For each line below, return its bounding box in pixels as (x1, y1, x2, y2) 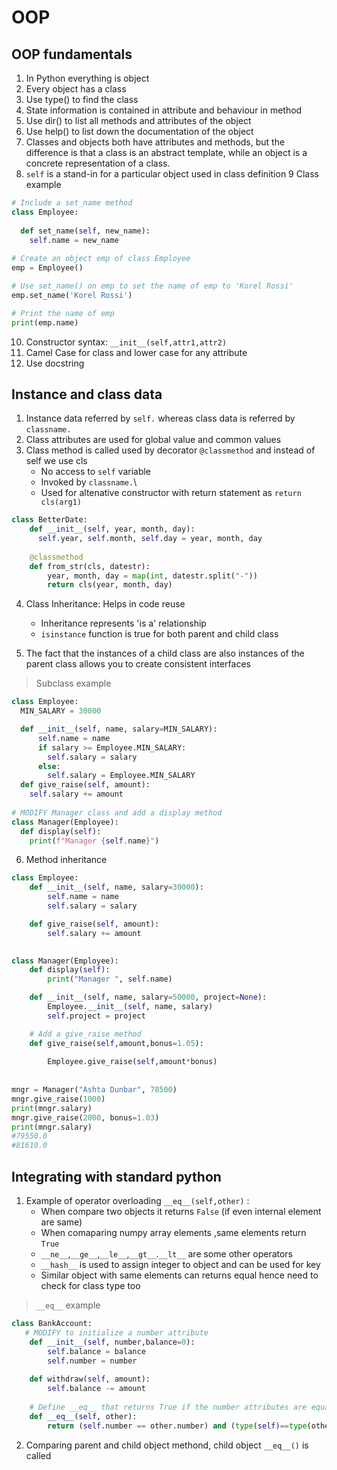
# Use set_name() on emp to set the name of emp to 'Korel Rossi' (11, 281, 294, 291)
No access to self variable (40, 466, 152, 478)
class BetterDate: (11, 515, 88, 525)
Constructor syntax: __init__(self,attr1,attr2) (25, 336, 228, 348)
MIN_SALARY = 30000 (20, 706, 102, 716)
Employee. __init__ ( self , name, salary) (47, 1002, 214, 1012)
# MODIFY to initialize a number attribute (24, 1327, 209, 1338)
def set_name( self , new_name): (20, 226, 151, 236)
